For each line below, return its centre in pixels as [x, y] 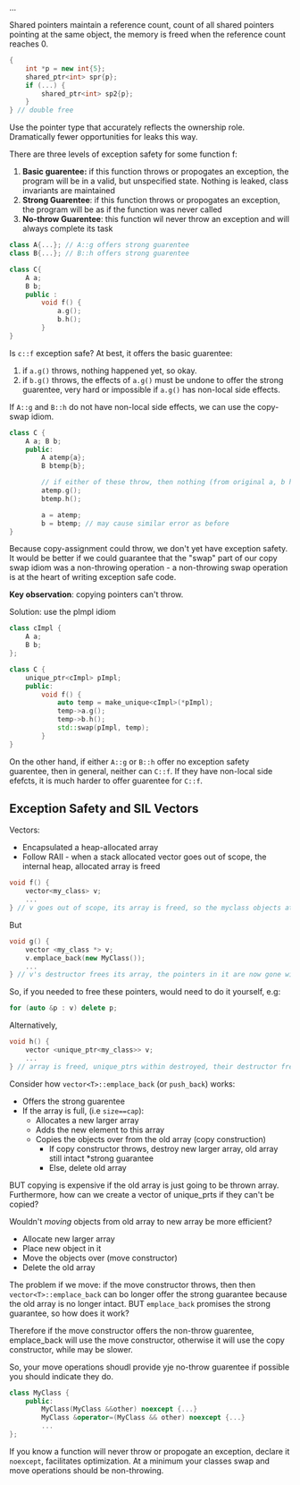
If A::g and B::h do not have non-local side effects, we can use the [133, 406]
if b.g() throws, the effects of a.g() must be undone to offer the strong [153, 380]
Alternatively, [33, 1025]
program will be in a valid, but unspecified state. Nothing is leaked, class [155, 181]
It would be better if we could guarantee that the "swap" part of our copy [144, 559]
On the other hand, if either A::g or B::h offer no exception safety [129, 761]
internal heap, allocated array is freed [91, 866]
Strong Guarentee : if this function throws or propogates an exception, [151, 201]
